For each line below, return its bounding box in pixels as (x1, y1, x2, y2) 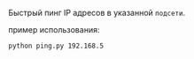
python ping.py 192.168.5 (8, 41, 104, 50)
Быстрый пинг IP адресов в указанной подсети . (8, 8, 186, 18)
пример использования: (8, 25, 100, 34)
